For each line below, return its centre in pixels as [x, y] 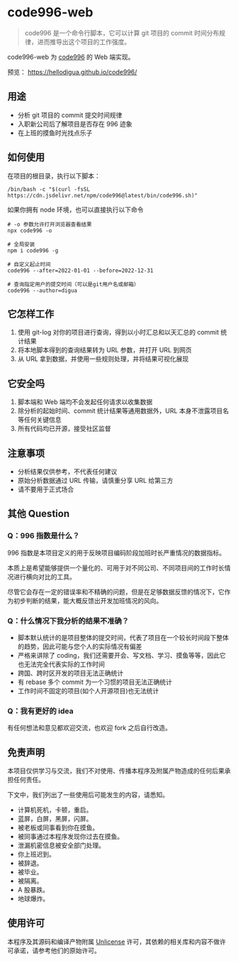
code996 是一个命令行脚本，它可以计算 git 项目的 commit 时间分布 [122, 33]
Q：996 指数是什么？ [44, 536]
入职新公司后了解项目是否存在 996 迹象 [75, 124]
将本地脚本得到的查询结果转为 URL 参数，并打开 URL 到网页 [105, 350]
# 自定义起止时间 [29, 264]
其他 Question [38, 514]
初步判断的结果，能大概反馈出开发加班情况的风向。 [88, 600]
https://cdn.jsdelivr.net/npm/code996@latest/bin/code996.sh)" [103, 195]
